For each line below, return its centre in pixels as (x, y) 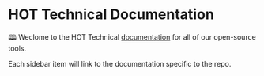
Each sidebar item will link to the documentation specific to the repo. (120, 63)
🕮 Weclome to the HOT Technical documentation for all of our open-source (132, 36)
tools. (17, 48)
